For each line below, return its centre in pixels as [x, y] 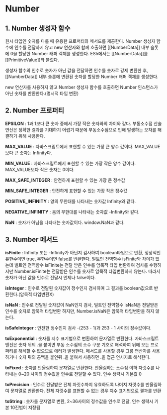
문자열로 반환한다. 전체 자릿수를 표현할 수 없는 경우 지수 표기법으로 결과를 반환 [86, 391]
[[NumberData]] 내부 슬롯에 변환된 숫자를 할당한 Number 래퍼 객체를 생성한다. [82, 77]
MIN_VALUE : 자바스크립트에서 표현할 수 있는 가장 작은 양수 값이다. [70, 163]
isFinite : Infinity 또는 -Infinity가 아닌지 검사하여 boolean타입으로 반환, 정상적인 [83, 252]
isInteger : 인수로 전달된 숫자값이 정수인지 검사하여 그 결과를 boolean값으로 [79, 288]
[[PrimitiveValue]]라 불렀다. [32, 60]
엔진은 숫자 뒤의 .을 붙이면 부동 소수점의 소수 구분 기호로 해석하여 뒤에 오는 [77, 344]
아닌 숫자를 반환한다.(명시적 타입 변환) [42, 93]
